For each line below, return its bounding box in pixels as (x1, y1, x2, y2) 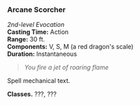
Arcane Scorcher (7, 5, 66, 15)
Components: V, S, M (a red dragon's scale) (7, 43, 134, 51)
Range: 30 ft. (7, 35, 45, 44)
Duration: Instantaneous (7, 50, 78, 58)
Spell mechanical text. (7, 77, 71, 85)
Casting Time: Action (7, 28, 69, 36)
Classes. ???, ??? (7, 90, 57, 98)
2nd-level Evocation (7, 21, 64, 29)
